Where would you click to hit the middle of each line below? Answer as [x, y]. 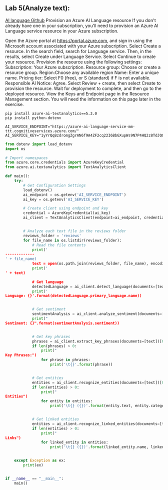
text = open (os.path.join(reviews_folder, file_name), [90, 264]
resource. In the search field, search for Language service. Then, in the [78, 51]
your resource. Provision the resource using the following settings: [73, 61]
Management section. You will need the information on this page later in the [83, 99]
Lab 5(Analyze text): [37, 8]
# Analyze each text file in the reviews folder [75, 231]
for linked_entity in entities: [74, 442]
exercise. [14, 104]
